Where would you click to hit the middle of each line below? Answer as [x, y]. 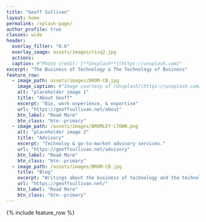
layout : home [23, 18]
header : [16, 41]
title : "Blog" [35, 172]
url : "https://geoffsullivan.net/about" [70, 109]
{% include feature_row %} [40, 212]
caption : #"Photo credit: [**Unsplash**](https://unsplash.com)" [97, 63]
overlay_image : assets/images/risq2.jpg [64, 52]
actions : [23, 58]
